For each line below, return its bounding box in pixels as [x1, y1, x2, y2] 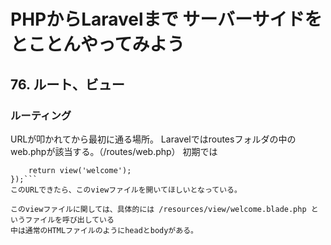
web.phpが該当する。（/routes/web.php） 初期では [10, 145, 218, 157]
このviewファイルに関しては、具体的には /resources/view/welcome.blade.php [10, 204, 307, 214]
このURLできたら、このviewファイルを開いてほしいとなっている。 [10, 185, 242, 195]
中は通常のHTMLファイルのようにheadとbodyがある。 [10, 225, 198, 235]
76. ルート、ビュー [10, 76, 125, 93]
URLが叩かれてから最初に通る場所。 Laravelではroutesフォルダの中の [10, 133, 297, 145]
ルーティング [10, 108, 72, 122]
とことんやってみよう [10, 33, 185, 56]
